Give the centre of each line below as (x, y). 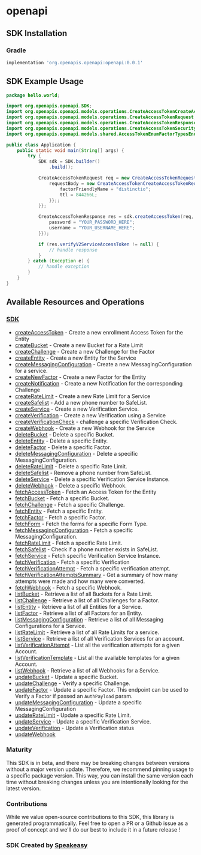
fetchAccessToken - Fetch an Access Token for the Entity (86, 492)
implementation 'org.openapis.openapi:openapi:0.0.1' (75, 62)
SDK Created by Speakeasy (47, 845)
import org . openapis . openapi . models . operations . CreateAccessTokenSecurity (101, 128)
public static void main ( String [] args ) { (71, 150)
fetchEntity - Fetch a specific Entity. (59, 511)
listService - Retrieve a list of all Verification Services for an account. (99, 638)
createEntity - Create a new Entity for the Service (75, 358)
